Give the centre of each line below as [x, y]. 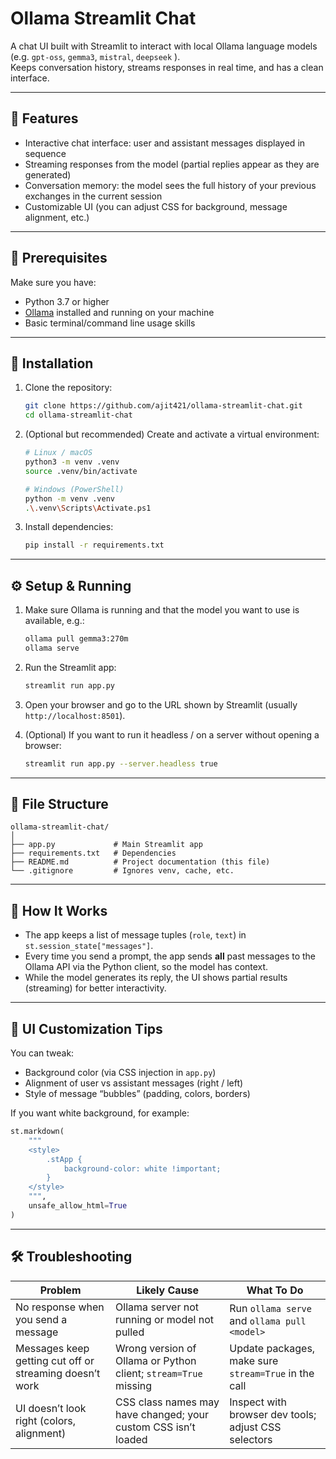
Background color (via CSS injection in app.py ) [120, 1072]
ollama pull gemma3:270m [76, 639]
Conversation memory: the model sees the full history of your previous [170, 185]
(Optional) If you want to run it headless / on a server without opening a [172, 734]
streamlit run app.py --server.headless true [121, 763]
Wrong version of [156, 1348]
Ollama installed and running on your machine [119, 312]
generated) [48, 174]
